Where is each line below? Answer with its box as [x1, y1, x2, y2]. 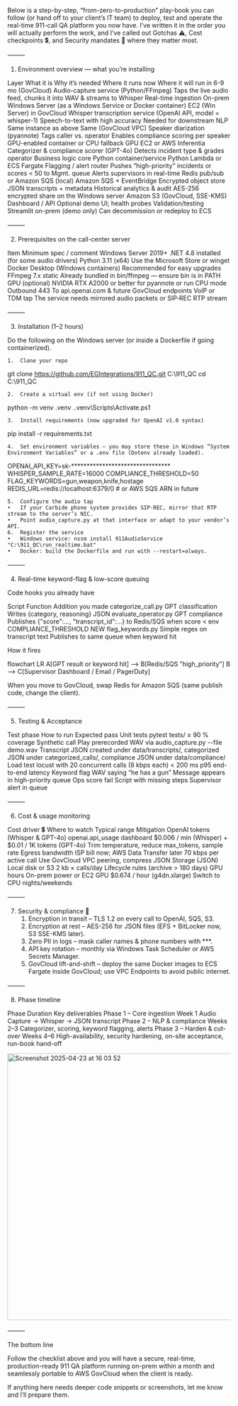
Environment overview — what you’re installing [17, 65, 154, 73]
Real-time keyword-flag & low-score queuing [17, 575, 149, 583]
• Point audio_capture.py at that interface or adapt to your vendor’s [7, 517, 230, 524]
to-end [7, 768, 28, 777]
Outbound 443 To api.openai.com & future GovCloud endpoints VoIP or [7, 286, 215, 295]
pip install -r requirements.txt [7, 429, 92, 438]
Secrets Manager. [28, 952, 80, 960]
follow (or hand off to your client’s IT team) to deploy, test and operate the [7, 13, 223, 22]
